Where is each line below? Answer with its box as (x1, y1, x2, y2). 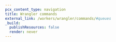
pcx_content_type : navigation (5, 7, 66, 12)
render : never (9, 29, 38, 34)
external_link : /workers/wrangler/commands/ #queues (5, 16, 111, 21)
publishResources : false (9, 25, 59, 30)
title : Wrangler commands (5, 12, 57, 16)
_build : (5, 20, 21, 26)
